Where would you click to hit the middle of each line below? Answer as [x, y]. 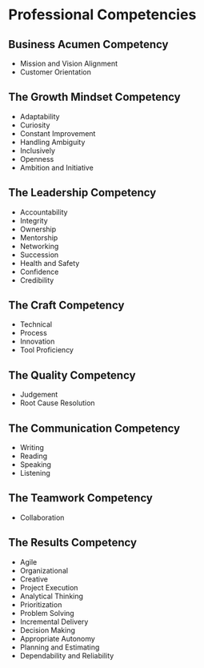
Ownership [38, 229]
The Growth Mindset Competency [95, 97]
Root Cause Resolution [57, 403]
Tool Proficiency [47, 350]
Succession [39, 255]
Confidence [39, 272]
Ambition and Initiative [56, 167]
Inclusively [38, 151]
